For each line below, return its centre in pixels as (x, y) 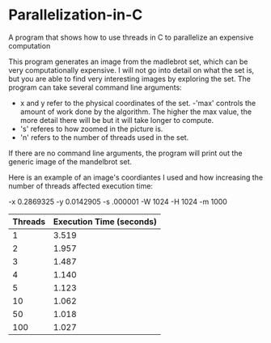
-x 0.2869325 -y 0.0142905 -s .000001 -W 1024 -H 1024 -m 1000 (118, 201)
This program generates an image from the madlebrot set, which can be (128, 61)
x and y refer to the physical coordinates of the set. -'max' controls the (138, 103)
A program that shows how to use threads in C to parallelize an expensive (131, 37)
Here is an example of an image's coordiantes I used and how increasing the (136, 177)
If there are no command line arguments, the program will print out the (125, 153)
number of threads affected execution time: (81, 186)
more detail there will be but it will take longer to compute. (117, 120)
